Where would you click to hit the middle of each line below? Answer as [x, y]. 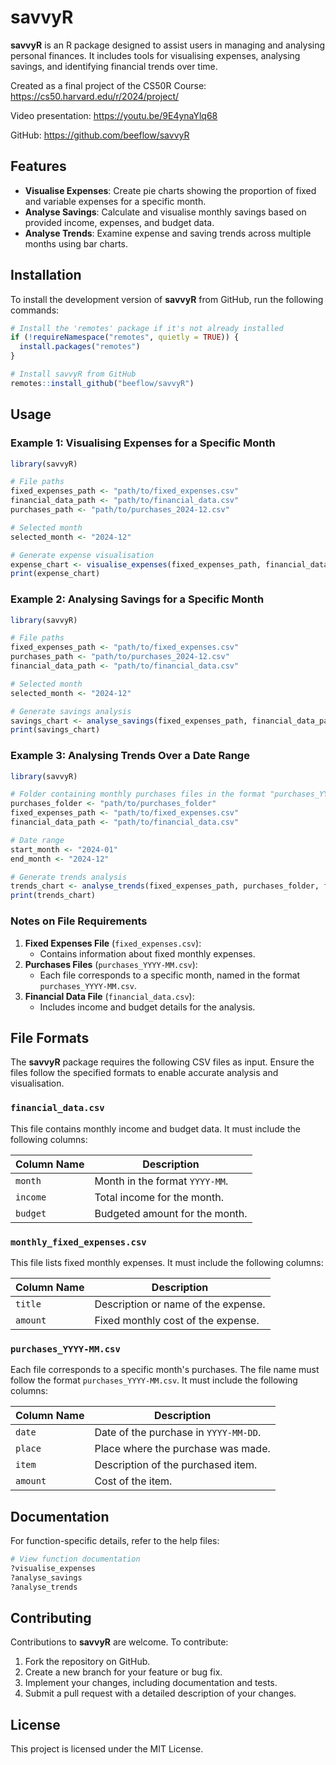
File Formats [50, 1037]
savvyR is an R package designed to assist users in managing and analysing [168, 45]
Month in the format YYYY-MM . [161, 1181]
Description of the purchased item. [176, 1465]
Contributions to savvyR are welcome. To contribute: [119, 1642]
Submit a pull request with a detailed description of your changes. [160, 1693]
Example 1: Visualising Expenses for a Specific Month [143, 443]
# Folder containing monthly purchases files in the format [138, 794]
